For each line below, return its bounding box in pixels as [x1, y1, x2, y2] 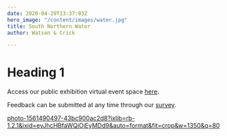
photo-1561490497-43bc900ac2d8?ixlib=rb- [7, 114, 136, 122]
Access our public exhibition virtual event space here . [7, 87, 160, 96]
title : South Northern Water [7, 23, 91, 30]
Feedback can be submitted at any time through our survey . [7, 101, 177, 109]
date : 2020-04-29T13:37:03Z [7, 10, 88, 17]
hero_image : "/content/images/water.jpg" [7, 16, 128, 23]
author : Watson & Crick [7, 29, 76, 36]
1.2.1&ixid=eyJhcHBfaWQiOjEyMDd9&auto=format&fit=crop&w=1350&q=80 [7, 122, 220, 130]
